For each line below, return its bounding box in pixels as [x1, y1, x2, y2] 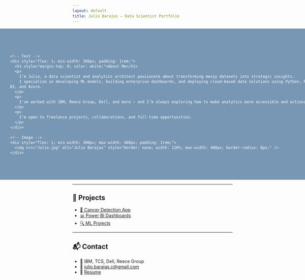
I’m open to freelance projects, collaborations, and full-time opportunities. [19, 114, 193, 119]
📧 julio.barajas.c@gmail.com [79, 264, 139, 270]
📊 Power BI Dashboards [79, 212, 131, 219]
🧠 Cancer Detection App [79, 207, 131, 213]
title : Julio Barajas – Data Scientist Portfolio [72, 13, 180, 19]
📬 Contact [72, 242, 108, 251]
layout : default [72, 8, 107, 13]
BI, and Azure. [10, 84, 43, 89]
